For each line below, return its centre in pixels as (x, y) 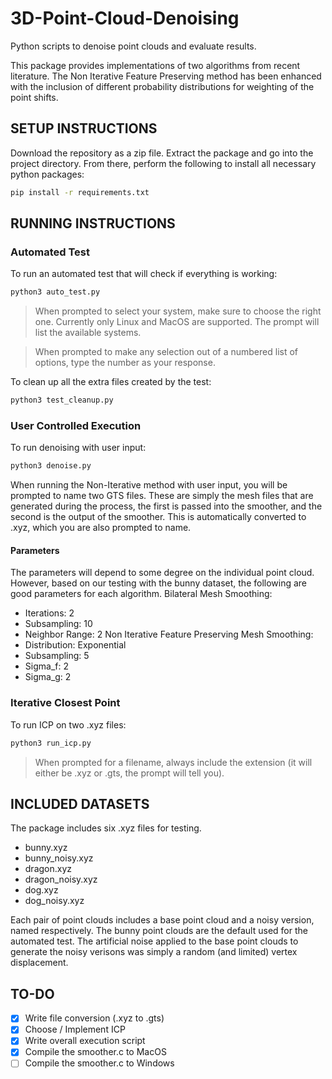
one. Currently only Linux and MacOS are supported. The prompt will (177, 322)
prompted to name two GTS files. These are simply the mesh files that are (162, 496)
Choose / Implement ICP (75, 1029)
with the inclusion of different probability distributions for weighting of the (162, 86)
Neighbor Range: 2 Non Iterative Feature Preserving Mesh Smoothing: (169, 634)
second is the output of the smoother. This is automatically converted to (158, 517)
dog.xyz (41, 890)
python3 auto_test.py (55, 292)
